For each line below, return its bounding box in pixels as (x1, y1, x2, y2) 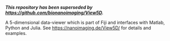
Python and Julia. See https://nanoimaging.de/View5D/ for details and (5, 25, 151, 31)
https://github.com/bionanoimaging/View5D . (5, 10, 104, 16)
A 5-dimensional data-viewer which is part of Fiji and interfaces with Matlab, (5, 20, 165, 25)
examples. (5, 30, 27, 36)
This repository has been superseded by (5, 5, 93, 10)
